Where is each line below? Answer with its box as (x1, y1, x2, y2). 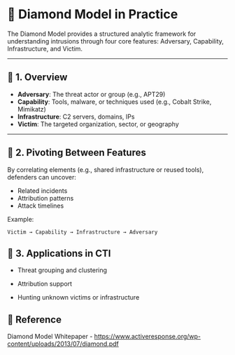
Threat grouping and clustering (17, 266, 107, 274)
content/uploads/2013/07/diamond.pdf (7, 340, 119, 348)
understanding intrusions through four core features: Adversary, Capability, (7, 36, 224, 45)
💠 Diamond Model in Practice (7, 6, 178, 22)
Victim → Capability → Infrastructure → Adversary (7, 228, 158, 236)
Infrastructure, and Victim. (7, 44, 83, 53)
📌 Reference (7, 314, 62, 326)
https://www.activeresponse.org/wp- (94, 333, 201, 341)
